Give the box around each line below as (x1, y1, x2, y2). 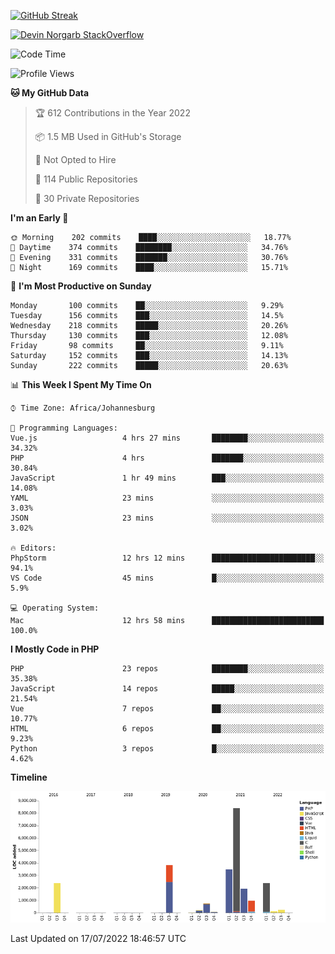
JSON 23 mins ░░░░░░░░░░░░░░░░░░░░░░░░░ (10, 513, 325, 523)
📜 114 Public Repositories (34, 173, 138, 185)
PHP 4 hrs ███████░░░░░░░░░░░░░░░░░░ (10, 453, 325, 463)
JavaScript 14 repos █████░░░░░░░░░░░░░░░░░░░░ (10, 684, 325, 694)
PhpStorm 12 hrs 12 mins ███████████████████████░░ (10, 553, 325, 563)
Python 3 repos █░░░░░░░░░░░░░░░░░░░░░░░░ (10, 744, 325, 754)
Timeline (10, 771, 48, 783)
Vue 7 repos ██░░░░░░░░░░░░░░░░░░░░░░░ (10, 704, 325, 714)
